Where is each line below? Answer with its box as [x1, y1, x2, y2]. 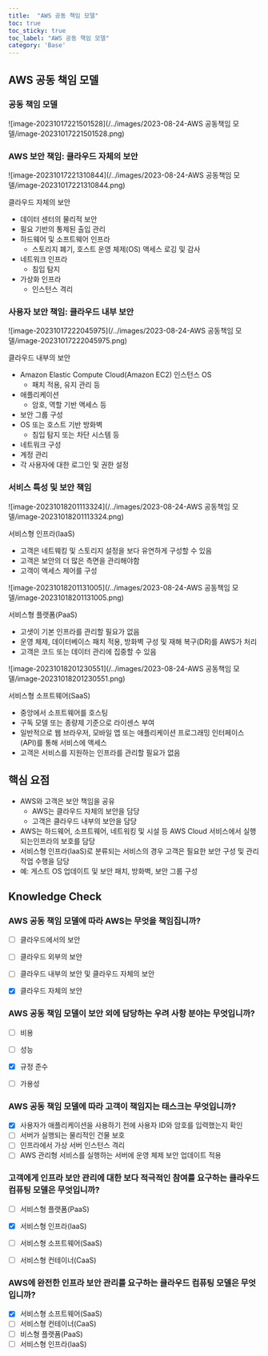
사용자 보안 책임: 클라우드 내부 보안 [8, 306, 134, 318]
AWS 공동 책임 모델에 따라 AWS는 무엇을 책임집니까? [8, 915, 202, 926]
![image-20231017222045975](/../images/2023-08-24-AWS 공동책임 [8, 326, 234, 336]
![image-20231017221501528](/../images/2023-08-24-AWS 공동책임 [8, 118, 231, 128]
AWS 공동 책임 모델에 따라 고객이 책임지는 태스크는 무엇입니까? [8, 1101, 237, 1112]
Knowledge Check [8, 890, 102, 903]
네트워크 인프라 [19, 254, 68, 264]
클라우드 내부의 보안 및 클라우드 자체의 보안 [19, 969, 155, 978]
